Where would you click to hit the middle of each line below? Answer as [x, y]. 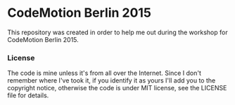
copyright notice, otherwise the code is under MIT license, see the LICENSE [117, 88]
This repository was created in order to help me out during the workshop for [118, 32]
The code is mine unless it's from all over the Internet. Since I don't [104, 73]
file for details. [28, 95]
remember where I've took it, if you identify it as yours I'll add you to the [112, 80]
